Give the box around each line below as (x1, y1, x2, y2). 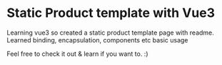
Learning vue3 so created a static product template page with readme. (6, 28, 215, 37)
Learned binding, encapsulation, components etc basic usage (6, 35, 188, 44)
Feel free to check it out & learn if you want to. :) (6, 49, 148, 58)
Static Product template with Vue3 (6, 5, 216, 21)
